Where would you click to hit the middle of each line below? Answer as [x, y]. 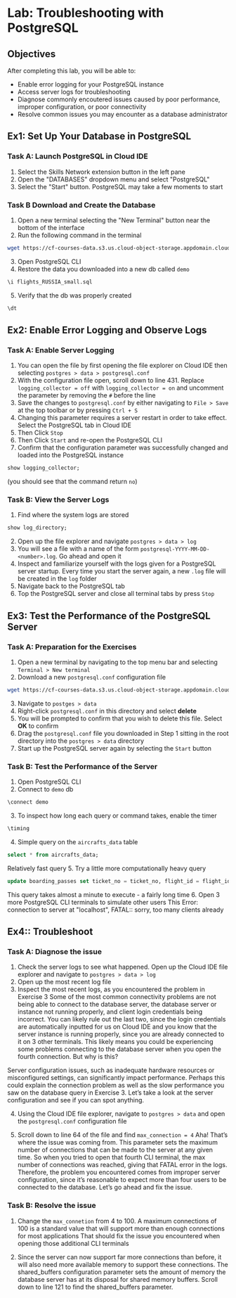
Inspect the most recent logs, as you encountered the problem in [111, 989]
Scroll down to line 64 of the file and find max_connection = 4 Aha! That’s [123, 1135]
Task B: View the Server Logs [58, 500]
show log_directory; [38, 528]
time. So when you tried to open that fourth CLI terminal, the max [111, 1157]
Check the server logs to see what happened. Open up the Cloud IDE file [123, 967]
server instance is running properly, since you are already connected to [121, 1034]
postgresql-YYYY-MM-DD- [175, 549]
